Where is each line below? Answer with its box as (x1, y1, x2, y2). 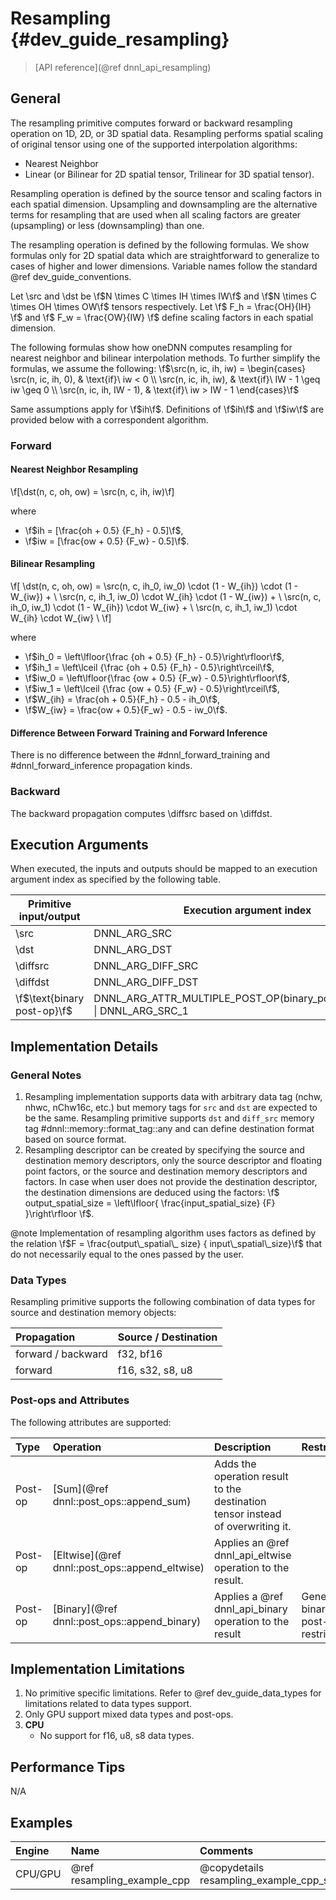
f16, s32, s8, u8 (117, 1363, 193, 1377)
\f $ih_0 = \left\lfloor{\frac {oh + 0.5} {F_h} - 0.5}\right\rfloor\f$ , (24, 651, 285, 663)
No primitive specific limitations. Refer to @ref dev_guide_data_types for (24, 1687, 322, 1699)
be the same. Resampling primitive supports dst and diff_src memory (24, 1112, 315, 1124)
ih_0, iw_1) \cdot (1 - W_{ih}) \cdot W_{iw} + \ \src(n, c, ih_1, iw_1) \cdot (10, 602, 298, 614)
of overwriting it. (214, 1519, 292, 1533)
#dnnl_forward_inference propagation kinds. (10, 760, 193, 772)
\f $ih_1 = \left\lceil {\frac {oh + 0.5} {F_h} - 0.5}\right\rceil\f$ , (24, 662, 275, 674)
